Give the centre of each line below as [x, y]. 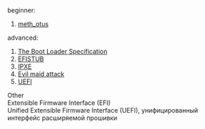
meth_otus [33, 24]
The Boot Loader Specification [63, 51]
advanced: [23, 38]
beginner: [21, 10]
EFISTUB [31, 59]
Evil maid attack [41, 74]
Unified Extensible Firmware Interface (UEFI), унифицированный [103, 110]
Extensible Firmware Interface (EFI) [59, 103]
